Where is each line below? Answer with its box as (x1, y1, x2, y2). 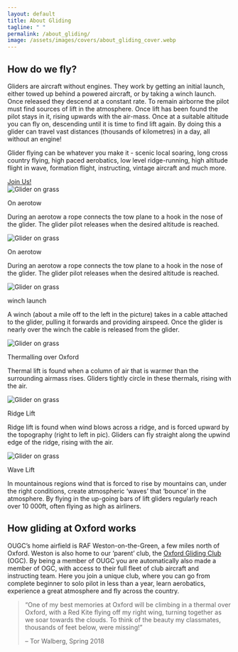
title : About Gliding (7, 17, 72, 24)
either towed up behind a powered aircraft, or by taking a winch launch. (7, 89, 217, 98)
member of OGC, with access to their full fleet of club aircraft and (7, 564, 199, 572)
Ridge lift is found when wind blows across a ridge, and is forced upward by (7, 423, 229, 431)
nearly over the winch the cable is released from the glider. (7, 325, 180, 334)
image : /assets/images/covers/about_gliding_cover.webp (7, 37, 176, 44)
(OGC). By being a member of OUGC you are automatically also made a (7, 556, 217, 565)
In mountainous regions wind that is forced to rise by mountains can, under (7, 479, 227, 487)
